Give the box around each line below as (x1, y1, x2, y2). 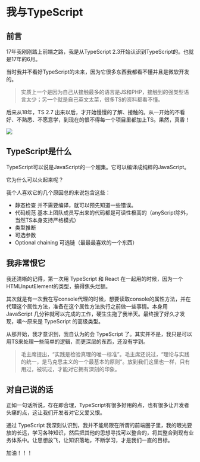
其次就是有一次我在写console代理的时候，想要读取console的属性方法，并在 (6, 295, 192, 302)
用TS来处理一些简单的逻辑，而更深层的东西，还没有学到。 (6, 338, 149, 345)
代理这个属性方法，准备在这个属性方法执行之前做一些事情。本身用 (6, 302, 168, 310)
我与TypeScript (6, 5, 83, 19)
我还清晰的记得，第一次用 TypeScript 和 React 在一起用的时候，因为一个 (6, 275, 183, 282)
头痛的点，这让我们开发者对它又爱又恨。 (6, 409, 105, 416)
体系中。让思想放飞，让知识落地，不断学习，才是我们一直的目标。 (11, 437, 173, 444)
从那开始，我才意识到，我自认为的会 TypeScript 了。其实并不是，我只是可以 (6, 330, 192, 338)
